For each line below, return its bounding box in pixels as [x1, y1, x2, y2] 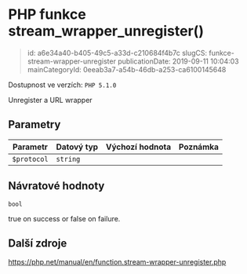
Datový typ [56, 141, 99, 152]
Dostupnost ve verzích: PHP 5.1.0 [8, 80, 117, 90]
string [56, 155, 81, 163]
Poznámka [179, 141, 220, 152]
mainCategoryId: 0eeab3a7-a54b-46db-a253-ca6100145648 [27, 64, 227, 74]
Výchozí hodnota [105, 141, 172, 152]
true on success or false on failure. [8, 214, 121, 223]
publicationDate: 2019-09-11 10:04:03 [117, 57, 239, 66]
